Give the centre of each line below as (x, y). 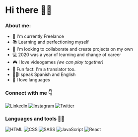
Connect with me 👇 (29, 93)
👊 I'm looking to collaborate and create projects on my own (72, 49)
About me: (18, 26)
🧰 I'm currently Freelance (38, 36)
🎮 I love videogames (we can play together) (58, 62)
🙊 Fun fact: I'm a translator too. (44, 69)
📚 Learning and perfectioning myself (51, 42)
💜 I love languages (31, 80)
